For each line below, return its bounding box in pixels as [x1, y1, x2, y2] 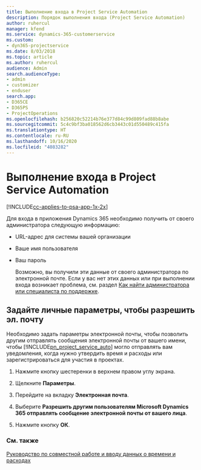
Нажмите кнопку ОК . [15, 422, 70, 429]
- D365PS [6, 104, 28, 111]
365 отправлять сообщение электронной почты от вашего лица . [15, 409, 188, 417]
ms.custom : [6, 37, 34, 43]
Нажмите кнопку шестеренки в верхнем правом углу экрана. [15, 368, 176, 376]
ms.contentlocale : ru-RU [6, 133, 69, 139]
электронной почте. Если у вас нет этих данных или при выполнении [15, 274, 195, 282]
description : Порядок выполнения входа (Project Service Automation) [6, 15, 186, 21]
